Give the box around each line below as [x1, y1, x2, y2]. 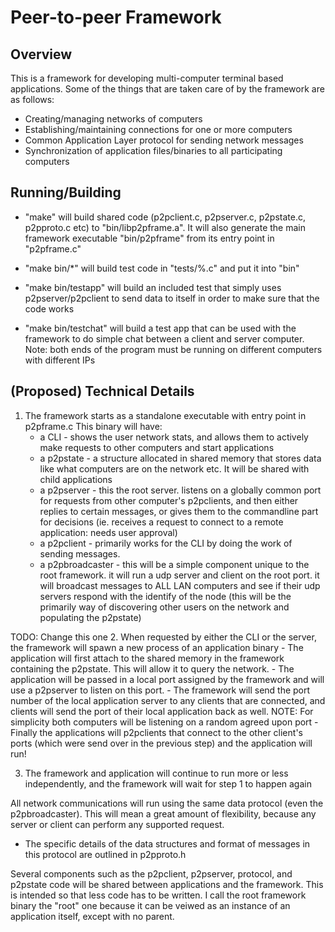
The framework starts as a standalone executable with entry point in [24, 409, 307, 421]
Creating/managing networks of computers [24, 113, 203, 125]
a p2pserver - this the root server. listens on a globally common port [39, 484, 322, 496]
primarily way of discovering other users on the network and [39, 601, 290, 613]
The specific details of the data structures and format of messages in [24, 837, 311, 850]
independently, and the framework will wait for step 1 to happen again [24, 777, 312, 790]
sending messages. [39, 547, 121, 560]
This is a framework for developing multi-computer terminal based [10, 72, 284, 84]
